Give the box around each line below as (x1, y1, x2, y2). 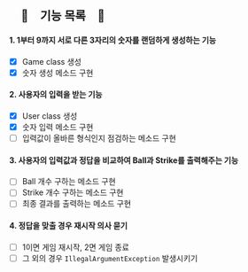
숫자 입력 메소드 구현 (21, 121, 94, 132)
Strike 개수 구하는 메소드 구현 (21, 187, 124, 198)
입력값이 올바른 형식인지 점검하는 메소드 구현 (21, 133, 177, 144)
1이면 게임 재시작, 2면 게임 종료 (21, 242, 130, 253)
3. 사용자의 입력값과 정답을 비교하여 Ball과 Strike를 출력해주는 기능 (9, 154, 239, 166)
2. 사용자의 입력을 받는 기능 (9, 89, 104, 100)
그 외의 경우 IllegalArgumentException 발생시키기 (21, 253, 198, 263)
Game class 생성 (21, 56, 82, 66)
